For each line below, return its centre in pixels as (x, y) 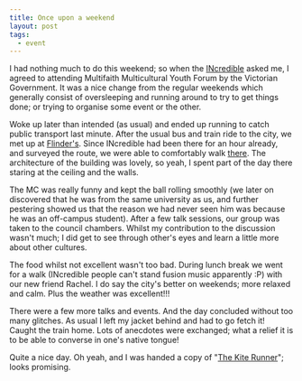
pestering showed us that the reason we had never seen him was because (147, 209)
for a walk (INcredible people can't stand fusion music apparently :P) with (146, 274)
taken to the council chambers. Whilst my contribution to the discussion (142, 228)
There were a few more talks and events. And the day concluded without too (151, 311)
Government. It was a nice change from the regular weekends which (137, 88)
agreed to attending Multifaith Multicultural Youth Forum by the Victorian (143, 79)
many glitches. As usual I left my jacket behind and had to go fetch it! (137, 321)
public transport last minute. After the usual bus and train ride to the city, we (151, 134)
